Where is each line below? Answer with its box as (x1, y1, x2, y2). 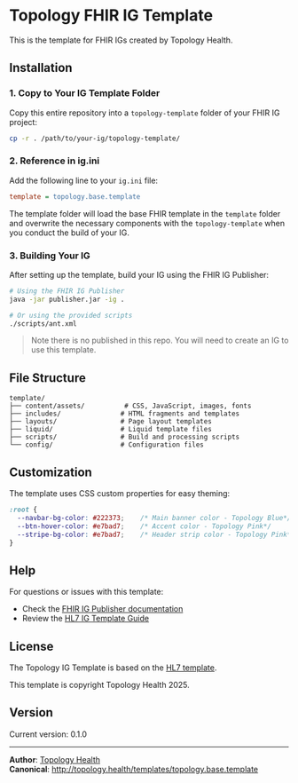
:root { (9, 505, 38, 515)
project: (9, 116, 38, 127)
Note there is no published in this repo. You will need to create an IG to (30, 335, 289, 346)
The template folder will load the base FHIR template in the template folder (9, 208, 281, 218)
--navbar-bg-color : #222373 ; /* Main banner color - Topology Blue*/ (17, 513, 292, 522)
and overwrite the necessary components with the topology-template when (9, 217, 286, 228)
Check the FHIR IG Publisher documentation (21, 604, 184, 614)
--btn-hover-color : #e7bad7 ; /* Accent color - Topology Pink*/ (17, 521, 272, 531)
